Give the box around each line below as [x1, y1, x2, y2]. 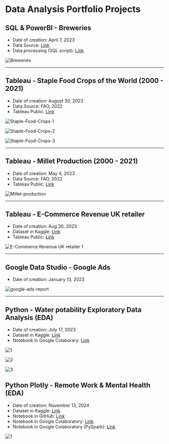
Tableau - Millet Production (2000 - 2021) [5, 157, 138, 165]
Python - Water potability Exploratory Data [5, 305, 142, 314]
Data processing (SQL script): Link [12, 48, 84, 53]
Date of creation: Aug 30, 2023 [12, 223, 77, 229]
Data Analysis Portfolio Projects [5, 4, 141, 15]
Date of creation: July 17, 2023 [12, 327, 76, 333]
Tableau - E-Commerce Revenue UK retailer [5, 210, 145, 219]
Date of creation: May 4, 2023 [12, 170, 75, 176]
